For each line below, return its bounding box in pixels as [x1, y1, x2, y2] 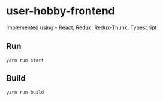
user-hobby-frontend [6, 4, 115, 18]
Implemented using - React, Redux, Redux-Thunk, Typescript [6, 24, 157, 31]
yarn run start [6, 57, 44, 63]
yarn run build [6, 89, 44, 95]
